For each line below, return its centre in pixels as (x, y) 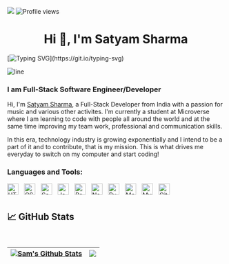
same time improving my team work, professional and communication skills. (115, 126)
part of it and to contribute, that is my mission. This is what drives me (105, 147)
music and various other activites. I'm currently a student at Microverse (108, 112)
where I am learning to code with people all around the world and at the (109, 119)
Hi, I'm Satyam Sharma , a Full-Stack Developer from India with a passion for (115, 104)
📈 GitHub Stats (41, 217)
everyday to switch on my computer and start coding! (83, 154)
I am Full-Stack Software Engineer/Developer (84, 89)
